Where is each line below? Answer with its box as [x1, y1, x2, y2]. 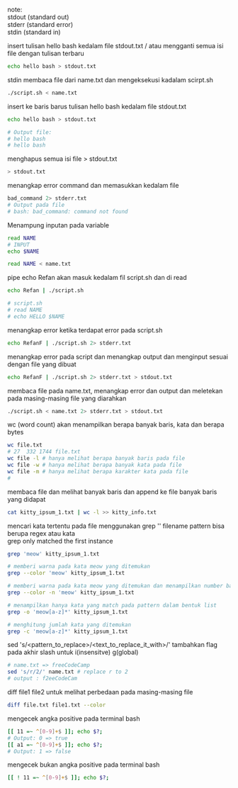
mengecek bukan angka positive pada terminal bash [7, 760, 160, 769]
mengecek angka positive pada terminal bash [7, 714, 140, 723]
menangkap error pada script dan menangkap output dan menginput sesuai [7, 352, 229, 361]
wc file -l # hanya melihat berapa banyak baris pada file [7, 455, 186, 462]
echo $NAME [7, 247, 40, 255]
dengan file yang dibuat [7, 360, 76, 368]
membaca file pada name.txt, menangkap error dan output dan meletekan [7, 386, 223, 395]
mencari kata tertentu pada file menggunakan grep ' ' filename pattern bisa [7, 522, 225, 530]
